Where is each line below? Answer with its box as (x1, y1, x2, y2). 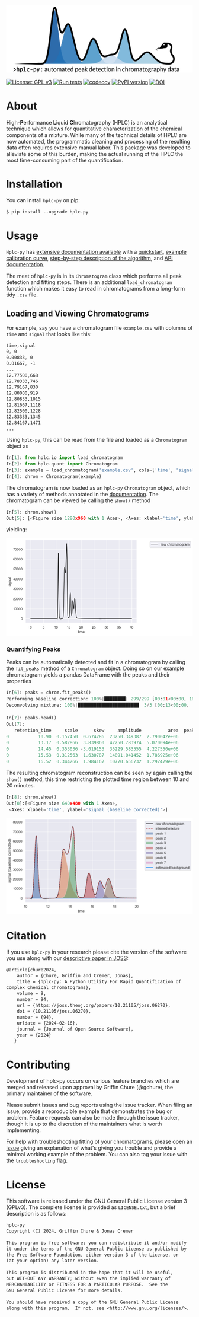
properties (6, 678, 31, 685)
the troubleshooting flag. (6, 1157, 68, 1164)
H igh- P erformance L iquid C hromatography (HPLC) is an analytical (6, 119, 168, 126)
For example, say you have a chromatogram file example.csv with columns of (6, 324, 194, 331)
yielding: (6, 526, 27, 533)
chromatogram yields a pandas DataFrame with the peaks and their (6, 671, 171, 678)
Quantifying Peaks (6, 645, 61, 653)
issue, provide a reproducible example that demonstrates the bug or (6, 1108, 172, 1115)
